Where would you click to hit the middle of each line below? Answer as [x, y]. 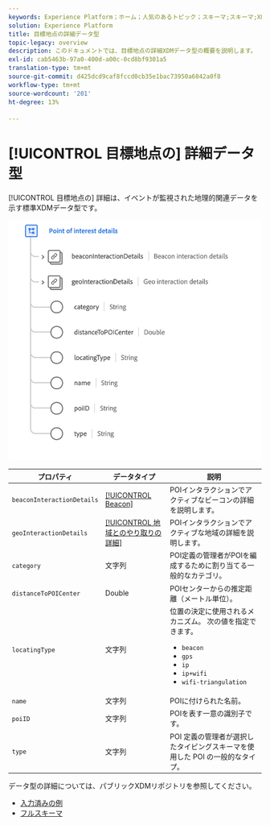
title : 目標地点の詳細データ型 [54, 34]
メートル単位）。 [210, 598]
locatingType [33, 650]
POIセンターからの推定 [207, 588]
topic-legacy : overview [48, 43]
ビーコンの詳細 [229, 500]
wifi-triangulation [215, 682]
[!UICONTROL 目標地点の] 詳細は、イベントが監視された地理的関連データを [133, 198]
